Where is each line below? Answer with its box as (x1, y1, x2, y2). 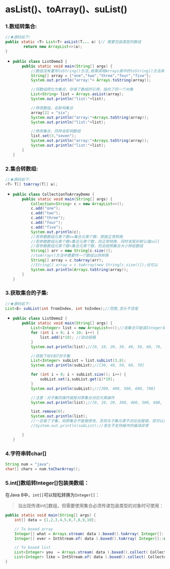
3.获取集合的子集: (5, 290, 49, 297)
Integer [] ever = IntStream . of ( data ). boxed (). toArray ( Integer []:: (14, 536, 164, 541)
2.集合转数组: (5, 165, 38, 172)
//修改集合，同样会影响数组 (31, 129, 81, 134)
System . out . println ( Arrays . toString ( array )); (31, 267, 129, 272)
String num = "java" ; (5, 462, 51, 467)
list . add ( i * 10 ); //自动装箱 (39, 335, 96, 340)
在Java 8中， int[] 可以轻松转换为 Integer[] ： (5, 492, 100, 498)
